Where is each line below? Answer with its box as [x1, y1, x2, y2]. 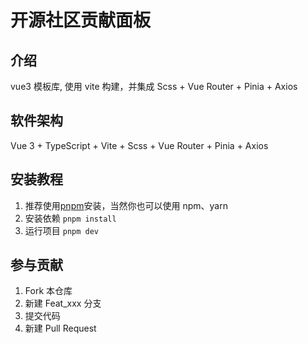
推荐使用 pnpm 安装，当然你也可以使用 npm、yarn [24, 199, 228, 211]
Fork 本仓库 [24, 285, 73, 297]
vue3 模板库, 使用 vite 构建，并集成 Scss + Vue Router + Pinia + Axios [10, 81, 298, 92]
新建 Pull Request [24, 322, 97, 335]
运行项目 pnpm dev [24, 224, 100, 236]
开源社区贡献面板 [10, 9, 152, 32]
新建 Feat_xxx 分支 [24, 297, 102, 310]
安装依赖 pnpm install [24, 212, 117, 224]
